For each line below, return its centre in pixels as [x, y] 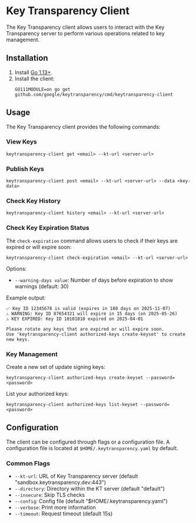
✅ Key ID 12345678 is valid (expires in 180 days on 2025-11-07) [88, 308]
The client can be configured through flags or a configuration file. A [88, 442]
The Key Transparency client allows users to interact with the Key [85, 27]
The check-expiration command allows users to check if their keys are [92, 241]
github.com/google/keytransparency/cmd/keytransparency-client [94, 94]
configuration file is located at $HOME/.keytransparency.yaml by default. [92, 448]
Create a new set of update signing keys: [56, 367]
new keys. [18, 339]
